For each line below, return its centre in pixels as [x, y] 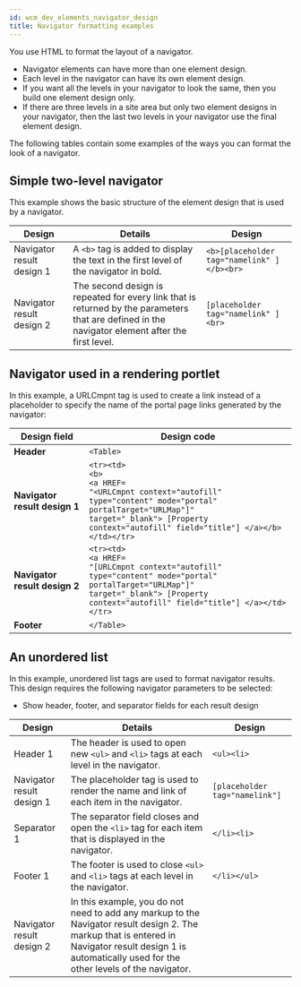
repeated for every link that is [135, 297]
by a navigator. [37, 212]
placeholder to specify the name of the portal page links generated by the [146, 405]
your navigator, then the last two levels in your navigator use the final [150, 116]
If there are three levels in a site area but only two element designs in [150, 107]
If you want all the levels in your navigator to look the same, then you [149, 88]
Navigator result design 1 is [128, 946]
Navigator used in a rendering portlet [115, 374]
